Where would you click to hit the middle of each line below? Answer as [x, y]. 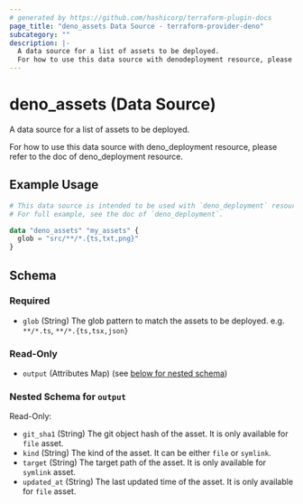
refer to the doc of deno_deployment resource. [96, 156]
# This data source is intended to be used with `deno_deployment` [139, 205]
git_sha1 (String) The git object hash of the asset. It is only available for [155, 434]
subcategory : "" [40, 34]
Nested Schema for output [68, 397]
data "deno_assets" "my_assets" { [74, 230]
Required [30, 301]
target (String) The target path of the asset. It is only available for [144, 462]
